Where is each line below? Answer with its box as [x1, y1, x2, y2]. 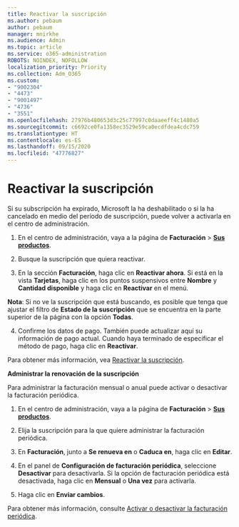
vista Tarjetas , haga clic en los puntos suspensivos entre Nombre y [17, 276, 218, 284]
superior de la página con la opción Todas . [7, 312, 133, 321]
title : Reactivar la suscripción [7, 10, 107, 18]
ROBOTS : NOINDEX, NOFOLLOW [7, 57, 88, 64]
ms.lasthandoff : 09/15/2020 [7, 144, 91, 151]
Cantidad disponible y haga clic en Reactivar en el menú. [17, 283, 189, 292]
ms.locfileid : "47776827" [7, 150, 84, 157]
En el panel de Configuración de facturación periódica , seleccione [17, 461, 216, 470]
